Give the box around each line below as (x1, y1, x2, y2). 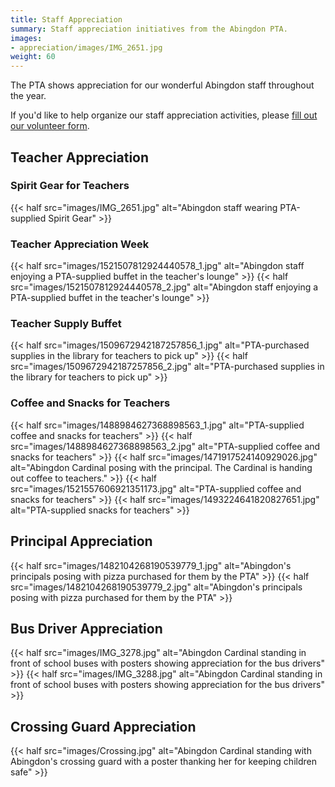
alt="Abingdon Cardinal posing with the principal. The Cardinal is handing (10, 461, 313, 473)
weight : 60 (10, 52, 56, 62)
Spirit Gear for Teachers (10, 179, 130, 193)
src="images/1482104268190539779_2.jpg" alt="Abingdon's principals (10, 581, 303, 593)
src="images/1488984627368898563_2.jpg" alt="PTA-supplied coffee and (10, 440, 321, 452)
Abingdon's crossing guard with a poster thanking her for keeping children (10, 756, 317, 768)
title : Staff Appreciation (10, 14, 123, 25)
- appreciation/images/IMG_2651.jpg (10, 42, 163, 53)
